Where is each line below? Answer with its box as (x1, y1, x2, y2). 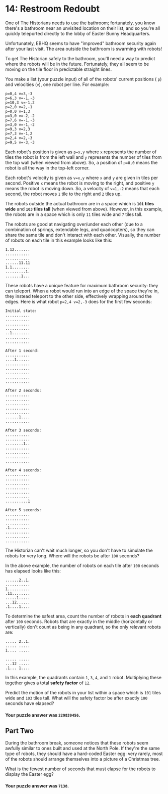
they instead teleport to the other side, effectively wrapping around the (5, 293, 152, 299)
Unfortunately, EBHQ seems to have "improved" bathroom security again (5, 40, 156, 46)
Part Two (5, 726, 34, 735)
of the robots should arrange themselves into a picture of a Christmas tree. (5, 756, 160, 762)
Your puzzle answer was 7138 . (5, 782, 69, 789)
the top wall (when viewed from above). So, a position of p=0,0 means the (5, 159, 158, 165)
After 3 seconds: (5, 428, 42, 433)
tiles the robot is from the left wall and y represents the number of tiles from (5, 154, 162, 160)
